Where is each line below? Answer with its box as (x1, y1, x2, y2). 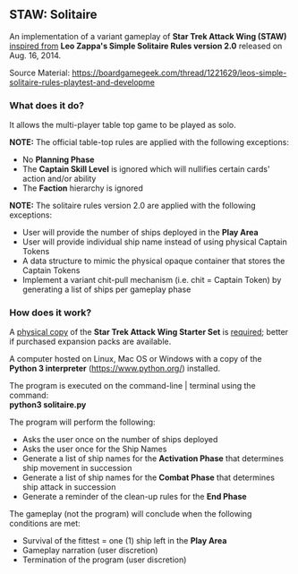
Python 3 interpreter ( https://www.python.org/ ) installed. (9, 363, 221, 374)
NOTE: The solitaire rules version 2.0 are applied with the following (9, 201, 257, 211)
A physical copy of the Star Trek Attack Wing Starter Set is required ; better (9, 327, 289, 338)
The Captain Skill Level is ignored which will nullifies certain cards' (21, 164, 270, 175)
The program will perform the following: (9, 416, 156, 428)
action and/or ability (21, 174, 97, 184)
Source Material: (9, 67, 70, 78)
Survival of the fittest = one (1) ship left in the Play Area (21, 535, 227, 546)
